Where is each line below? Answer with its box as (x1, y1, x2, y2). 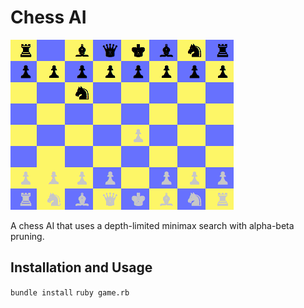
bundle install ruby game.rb (10, 287, 130, 298)
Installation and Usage (10, 259, 153, 276)
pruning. (10, 230, 45, 242)
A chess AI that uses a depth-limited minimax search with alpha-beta (10, 219, 295, 231)
